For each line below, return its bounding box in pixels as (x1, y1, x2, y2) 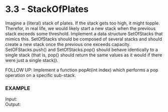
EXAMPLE (5, 84, 31, 91)
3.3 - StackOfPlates (5, 3, 89, 15)
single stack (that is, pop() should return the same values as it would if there (5, 51, 162, 58)
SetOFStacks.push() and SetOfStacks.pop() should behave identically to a (5, 46, 158, 52)
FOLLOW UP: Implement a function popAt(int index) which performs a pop (5, 66, 158, 73)
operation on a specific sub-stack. (5, 72, 76, 78)
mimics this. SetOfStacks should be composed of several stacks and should (5, 36, 162, 42)
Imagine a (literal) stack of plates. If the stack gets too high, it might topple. (5, 20, 160, 26)
